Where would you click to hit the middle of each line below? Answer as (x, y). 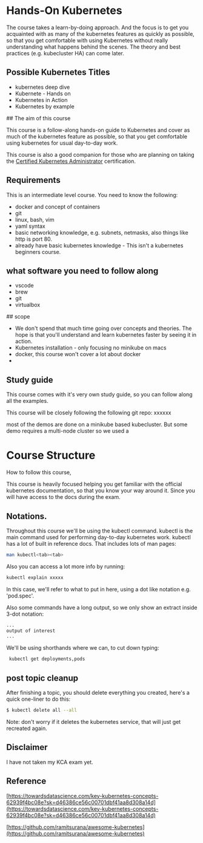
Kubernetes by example (45, 106)
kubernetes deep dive (42, 87)
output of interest (31, 631)
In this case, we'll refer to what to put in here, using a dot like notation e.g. (98, 589)
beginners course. (38, 252)
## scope (18, 317)
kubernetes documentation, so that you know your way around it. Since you (101, 490)
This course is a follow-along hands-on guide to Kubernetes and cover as (98, 130)
